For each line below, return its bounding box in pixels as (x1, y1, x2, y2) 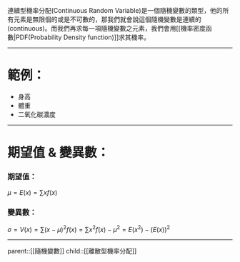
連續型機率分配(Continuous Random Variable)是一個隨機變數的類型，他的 (7, 6, 223, 14)
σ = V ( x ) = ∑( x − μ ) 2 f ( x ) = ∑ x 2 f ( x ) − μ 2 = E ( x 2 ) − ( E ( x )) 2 (7, 224, 170, 234)
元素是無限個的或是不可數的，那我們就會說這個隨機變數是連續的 (13, 15, 201, 24)
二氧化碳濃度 (17, 110, 56, 119)
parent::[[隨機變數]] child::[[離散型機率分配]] (7, 247, 137, 256)
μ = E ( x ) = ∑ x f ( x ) (7, 188, 58, 197)
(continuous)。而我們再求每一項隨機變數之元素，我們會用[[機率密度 (7, 24, 206, 32)
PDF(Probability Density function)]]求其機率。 (15, 33, 151, 41)
